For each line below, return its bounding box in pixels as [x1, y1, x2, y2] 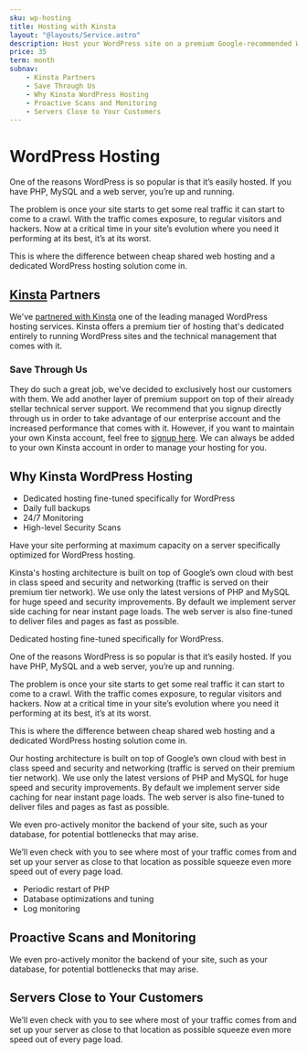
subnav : [9, 65, 39, 74]
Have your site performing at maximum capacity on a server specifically [9, 540, 281, 551]
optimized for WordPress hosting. [9, 549, 136, 560]
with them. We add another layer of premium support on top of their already [9, 394, 295, 405]
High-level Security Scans [22, 522, 122, 533]
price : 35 [9, 48, 48, 57]
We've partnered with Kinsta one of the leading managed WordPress [9, 312, 268, 322]
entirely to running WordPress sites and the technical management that [9, 331, 277, 341]
